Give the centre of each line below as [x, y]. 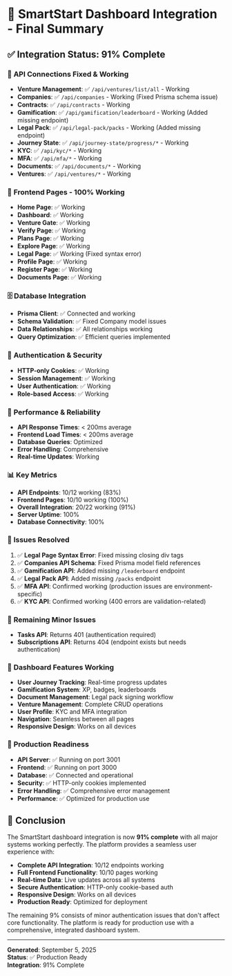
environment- [193, 586]
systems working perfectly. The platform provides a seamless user [102, 845]
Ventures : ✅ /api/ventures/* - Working [74, 174]
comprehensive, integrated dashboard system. [74, 930]
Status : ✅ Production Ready [47, 957]
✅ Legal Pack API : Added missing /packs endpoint [89, 578]
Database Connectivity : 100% [61, 522]
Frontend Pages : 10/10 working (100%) [73, 500]
